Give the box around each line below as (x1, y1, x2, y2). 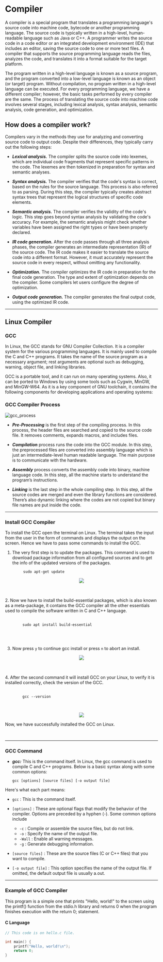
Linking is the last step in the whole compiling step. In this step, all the (12, 486, 153, 492)
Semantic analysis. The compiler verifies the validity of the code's (12, 209, 147, 214)
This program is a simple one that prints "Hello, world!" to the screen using (5, 898, 154, 904)
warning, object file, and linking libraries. (5, 364, 86, 370)
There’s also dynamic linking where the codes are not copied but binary (12, 497, 155, 502)
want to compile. (12, 856, 46, 862)
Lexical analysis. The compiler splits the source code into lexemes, (12, 154, 148, 159)
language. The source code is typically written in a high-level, (5, 30, 129, 36)
